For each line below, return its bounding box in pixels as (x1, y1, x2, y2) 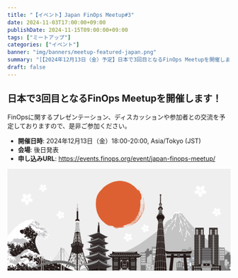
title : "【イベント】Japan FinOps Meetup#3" (7, 11, 135, 18)
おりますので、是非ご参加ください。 (25, 121, 131, 130)
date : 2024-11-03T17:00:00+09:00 (7, 18, 106, 26)
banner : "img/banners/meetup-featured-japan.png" (7, 49, 157, 56)
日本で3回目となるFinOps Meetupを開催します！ (7, 93, 222, 105)
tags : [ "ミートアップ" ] (7, 34, 71, 41)
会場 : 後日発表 (17, 145, 59, 154)
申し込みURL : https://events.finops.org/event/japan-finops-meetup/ (17, 154, 216, 163)
